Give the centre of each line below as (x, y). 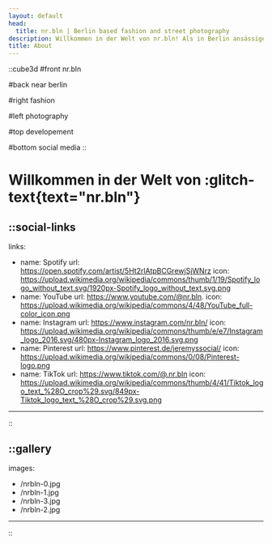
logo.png (35, 366)
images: (21, 468)
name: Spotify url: (50, 262)
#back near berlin (38, 85)
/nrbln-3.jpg (40, 501)
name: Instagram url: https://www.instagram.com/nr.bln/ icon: (123, 323)
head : (17, 23)
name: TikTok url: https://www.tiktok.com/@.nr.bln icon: (113, 374)
